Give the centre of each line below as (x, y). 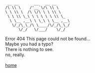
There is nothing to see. (29, 49)
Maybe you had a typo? (29, 44)
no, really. (15, 54)
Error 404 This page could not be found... (48, 39)
